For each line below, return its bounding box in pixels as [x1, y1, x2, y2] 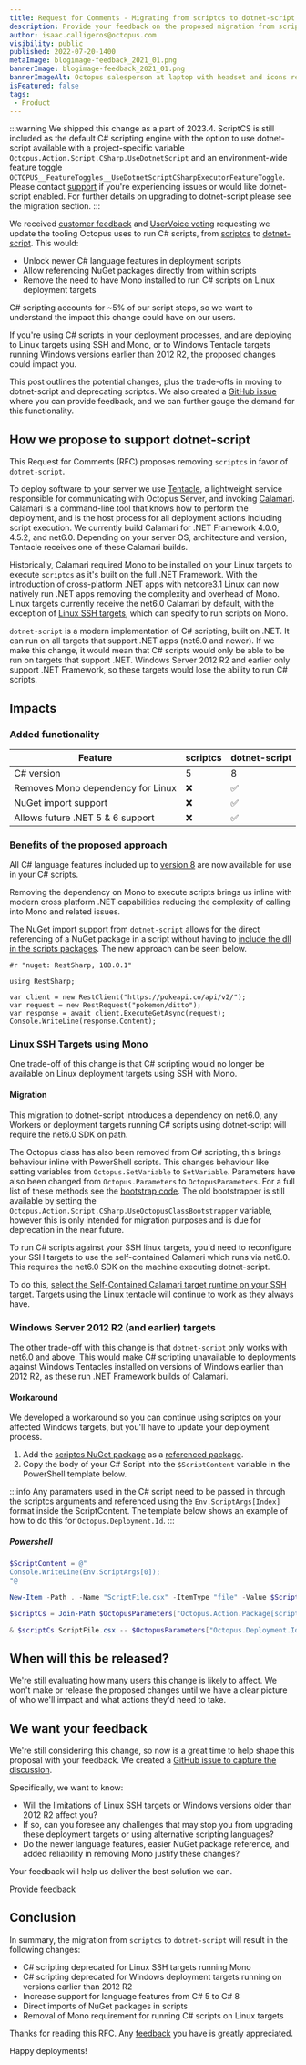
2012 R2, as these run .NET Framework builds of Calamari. [9, 1371, 229, 1382]
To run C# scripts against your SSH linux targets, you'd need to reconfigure [9, 1242, 292, 1253]
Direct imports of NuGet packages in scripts [22, 2000, 189, 2011]
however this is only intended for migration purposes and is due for [9, 1215, 261, 1225]
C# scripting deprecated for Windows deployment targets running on [22, 1971, 282, 1982]
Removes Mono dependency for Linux [14, 781, 178, 794]
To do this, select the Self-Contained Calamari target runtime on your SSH [9, 1278, 287, 1289]
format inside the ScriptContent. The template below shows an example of [9, 1506, 289, 1517]
